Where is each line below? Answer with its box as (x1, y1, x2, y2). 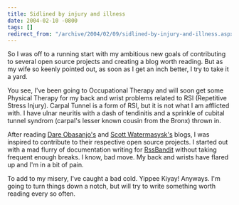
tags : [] (7, 23, 33, 31)
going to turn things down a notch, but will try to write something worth (7, 182, 216, 191)
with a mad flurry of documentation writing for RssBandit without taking (7, 145, 217, 154)
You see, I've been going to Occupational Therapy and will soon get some (7, 86, 224, 95)
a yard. (7, 73, 28, 81)
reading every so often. (7, 189, 76, 198)
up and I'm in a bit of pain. (7, 161, 84, 169)
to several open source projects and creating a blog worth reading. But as (7, 58, 223, 66)
